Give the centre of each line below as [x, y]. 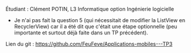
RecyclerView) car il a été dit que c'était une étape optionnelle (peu [95, 27]
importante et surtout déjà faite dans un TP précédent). [81, 33]
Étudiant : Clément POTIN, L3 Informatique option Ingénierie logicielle [90, 9]
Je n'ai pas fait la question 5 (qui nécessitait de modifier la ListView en [100, 20]
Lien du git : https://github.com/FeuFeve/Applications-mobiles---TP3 [89, 44]
